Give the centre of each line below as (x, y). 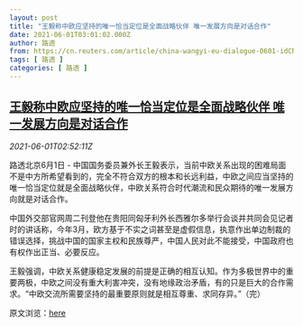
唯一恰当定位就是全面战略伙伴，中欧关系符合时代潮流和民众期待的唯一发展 (147, 187)
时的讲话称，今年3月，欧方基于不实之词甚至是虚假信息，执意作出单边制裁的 (150, 229)
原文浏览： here (37, 313)
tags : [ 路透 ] (37, 60)
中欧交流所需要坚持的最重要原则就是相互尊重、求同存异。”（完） (147, 294)
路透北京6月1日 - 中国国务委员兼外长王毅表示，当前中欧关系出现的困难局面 (148, 164)
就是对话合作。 (45, 199)
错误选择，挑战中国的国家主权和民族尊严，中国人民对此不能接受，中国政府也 (151, 240)
